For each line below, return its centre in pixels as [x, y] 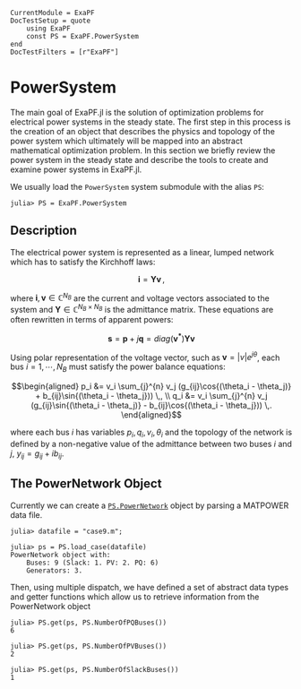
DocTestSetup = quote [51, 21]
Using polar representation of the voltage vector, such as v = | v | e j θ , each [145, 357]
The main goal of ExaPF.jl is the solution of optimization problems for [137, 112]
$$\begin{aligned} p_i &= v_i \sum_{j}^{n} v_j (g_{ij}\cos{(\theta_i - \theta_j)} [151, 386]
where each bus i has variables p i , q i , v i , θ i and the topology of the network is [151, 433]
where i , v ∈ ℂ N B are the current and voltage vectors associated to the [140, 297]
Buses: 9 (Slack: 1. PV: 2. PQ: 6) [93, 563]
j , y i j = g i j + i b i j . [37, 454]
